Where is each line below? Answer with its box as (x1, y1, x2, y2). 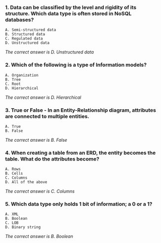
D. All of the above (5, 180, 48, 185)
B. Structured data (5, 32, 45, 37)
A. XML (5, 212, 19, 217)
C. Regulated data (5, 36, 43, 41)
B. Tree (5, 77, 21, 82)
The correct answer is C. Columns (5, 188, 75, 194)
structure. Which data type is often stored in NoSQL (5, 10, 132, 17)
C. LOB (5, 220, 19, 226)
